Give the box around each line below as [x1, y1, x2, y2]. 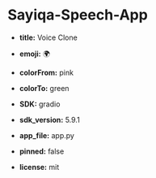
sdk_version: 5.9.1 [19, 115, 80, 124]
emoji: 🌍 [19, 49, 50, 59]
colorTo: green [19, 83, 70, 93]
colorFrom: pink [19, 67, 74, 77]
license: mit [19, 162, 60, 171]
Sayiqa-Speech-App [7, 6, 149, 24]
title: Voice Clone [19, 33, 78, 42]
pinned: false [19, 146, 65, 156]
